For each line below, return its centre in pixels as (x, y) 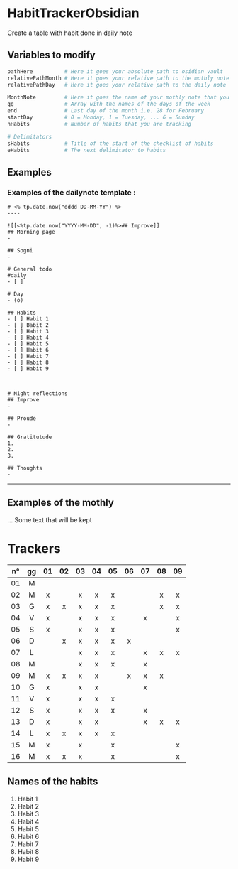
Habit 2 (28, 806)
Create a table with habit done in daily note (70, 33)
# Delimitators (30, 136)
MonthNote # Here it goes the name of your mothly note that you (119, 97)
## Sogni (20, 251)
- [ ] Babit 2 (28, 325)
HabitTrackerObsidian (73, 13)
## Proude (22, 419)
